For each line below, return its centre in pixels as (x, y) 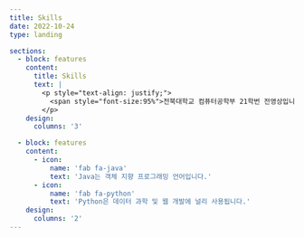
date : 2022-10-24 (42, 26)
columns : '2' (58, 219)
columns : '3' (58, 127)
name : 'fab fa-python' (92, 194)
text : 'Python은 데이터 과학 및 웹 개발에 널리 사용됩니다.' (150, 202)
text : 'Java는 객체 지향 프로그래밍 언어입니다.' (131, 176)
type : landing (36, 34)
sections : (28, 51)
